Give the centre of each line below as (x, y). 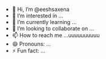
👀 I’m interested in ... (38, 16)
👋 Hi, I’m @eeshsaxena (41, 9)
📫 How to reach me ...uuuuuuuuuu (56, 35)
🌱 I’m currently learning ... (44, 22)
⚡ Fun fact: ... (28, 51)
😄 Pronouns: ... (31, 44)
